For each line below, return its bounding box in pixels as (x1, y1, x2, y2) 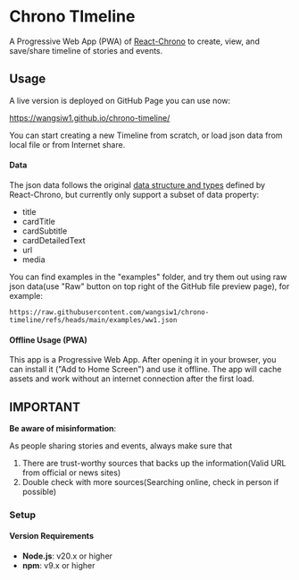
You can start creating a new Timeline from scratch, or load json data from (9, 130, 283, 141)
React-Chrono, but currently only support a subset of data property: (9, 189, 260, 200)
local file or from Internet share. (9, 139, 126, 149)
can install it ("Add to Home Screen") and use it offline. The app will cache (9, 364, 282, 375)
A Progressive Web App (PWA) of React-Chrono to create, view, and (9, 36, 261, 47)
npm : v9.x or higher (21, 560, 96, 571)
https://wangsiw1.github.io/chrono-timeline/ (9, 112, 170, 123)
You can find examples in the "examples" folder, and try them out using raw (9, 271, 287, 282)
